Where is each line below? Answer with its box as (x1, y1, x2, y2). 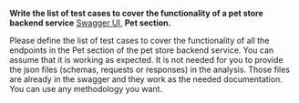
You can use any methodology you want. (9, 84, 162, 94)
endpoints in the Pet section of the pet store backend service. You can (9, 45, 274, 56)
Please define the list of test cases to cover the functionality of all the (9, 36, 270, 46)
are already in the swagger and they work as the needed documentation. (9, 74, 283, 85)
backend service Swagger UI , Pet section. (9, 17, 171, 28)
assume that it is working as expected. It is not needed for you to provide (9, 55, 284, 65)
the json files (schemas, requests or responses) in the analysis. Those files (9, 64, 290, 75)
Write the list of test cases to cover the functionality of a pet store (9, 8, 264, 18)
